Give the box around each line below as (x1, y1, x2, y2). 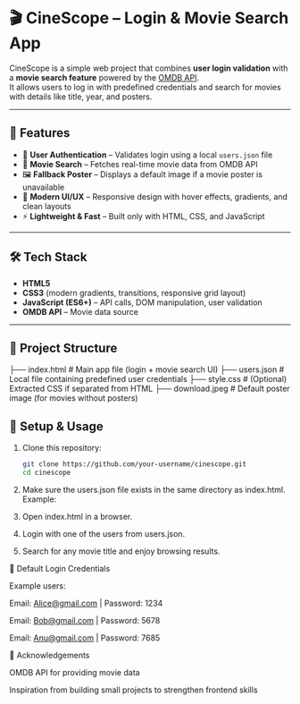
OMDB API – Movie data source (21, 306, 138, 317)
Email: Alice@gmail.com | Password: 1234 (9, 598, 163, 608)
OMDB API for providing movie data (9, 666, 140, 677)
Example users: (9, 580, 66, 591)
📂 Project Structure (9, 340, 118, 355)
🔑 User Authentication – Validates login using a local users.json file (21, 149, 273, 160)
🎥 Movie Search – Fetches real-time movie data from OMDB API (21, 158, 258, 169)
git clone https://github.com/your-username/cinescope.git (21, 460, 247, 469)
